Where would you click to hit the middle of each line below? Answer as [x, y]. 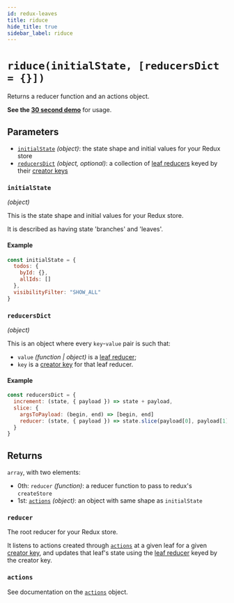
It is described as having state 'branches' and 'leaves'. [85, 229]
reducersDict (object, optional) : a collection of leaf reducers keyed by [117, 163]
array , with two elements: [44, 472]
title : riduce [28, 20]
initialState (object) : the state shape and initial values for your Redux [119, 148]
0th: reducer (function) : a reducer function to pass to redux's [105, 486]
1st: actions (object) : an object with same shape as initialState [110, 501]
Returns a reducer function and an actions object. [78, 96]
